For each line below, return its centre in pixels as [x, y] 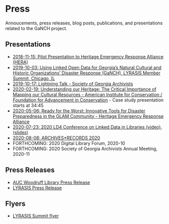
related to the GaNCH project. [36, 28]
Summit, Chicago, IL [34, 78]
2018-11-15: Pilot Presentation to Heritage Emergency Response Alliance [88, 57]
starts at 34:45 [28, 105]
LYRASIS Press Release [37, 188]
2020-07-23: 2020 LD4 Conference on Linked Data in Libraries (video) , [87, 127]
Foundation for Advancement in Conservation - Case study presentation [88, 100]
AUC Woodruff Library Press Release [51, 182]
